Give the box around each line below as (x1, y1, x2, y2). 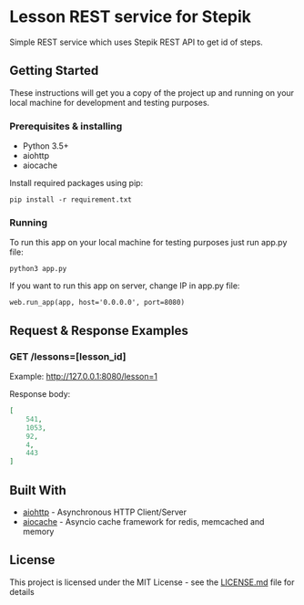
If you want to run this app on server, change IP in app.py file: (9, 280, 240, 291)
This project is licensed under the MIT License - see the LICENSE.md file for (9, 577, 295, 588)
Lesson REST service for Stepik (9, 6, 252, 27)
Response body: (9, 389, 71, 400)
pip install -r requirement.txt (9, 195, 132, 204)
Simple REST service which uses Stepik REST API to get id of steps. (9, 37, 264, 47)
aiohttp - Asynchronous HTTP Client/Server (22, 506, 187, 517)
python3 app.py (9, 265, 67, 274)
